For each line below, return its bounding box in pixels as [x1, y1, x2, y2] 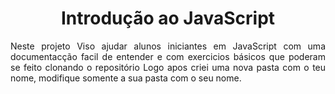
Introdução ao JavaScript [60, 7, 276, 30]
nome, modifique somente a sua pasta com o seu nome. [10, 72, 242, 84]
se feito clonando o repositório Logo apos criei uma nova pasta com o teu [10, 61, 327, 73]
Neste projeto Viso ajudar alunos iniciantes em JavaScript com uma [10, 40, 326, 52]
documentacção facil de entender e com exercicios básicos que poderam [10, 50, 326, 62]
